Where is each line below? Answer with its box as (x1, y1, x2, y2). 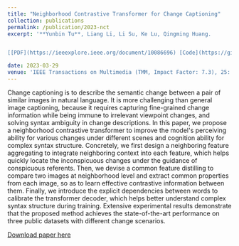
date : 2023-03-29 (7, 62, 59, 70)
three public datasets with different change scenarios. (7, 216, 166, 225)
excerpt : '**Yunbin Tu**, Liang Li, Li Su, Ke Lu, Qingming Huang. (7, 30, 212, 38)
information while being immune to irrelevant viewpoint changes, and (7, 111, 210, 119)
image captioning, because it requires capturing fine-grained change (7, 103, 210, 112)
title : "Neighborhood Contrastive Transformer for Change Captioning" (7, 10, 221, 18)
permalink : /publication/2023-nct (7, 23, 110, 31)
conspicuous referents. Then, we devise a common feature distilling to (7, 164, 214, 172)
